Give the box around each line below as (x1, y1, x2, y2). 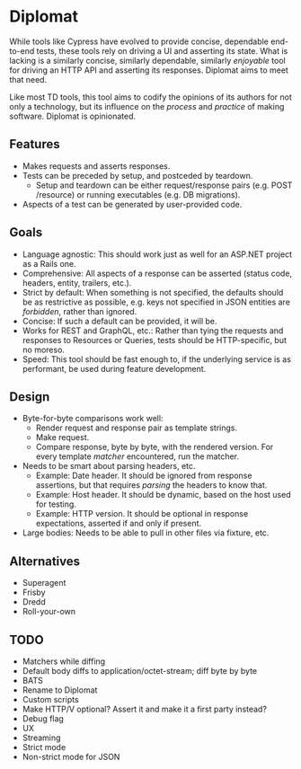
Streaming (22, 732, 61, 743)
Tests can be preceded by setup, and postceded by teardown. (22, 170, 253, 181)
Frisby (22, 587, 47, 598)
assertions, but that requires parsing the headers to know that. (35, 480, 268, 491)
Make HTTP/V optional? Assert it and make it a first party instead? (22, 703, 268, 714)
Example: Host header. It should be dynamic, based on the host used (35, 490, 291, 500)
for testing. (35, 499, 76, 509)
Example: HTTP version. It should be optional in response (35, 508, 249, 519)
